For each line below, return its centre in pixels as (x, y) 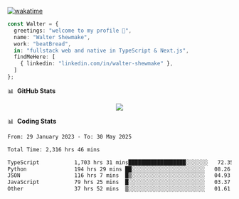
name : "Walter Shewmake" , (52, 37)
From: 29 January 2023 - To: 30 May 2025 (70, 136)
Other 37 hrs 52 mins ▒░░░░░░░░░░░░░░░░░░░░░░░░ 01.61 (119, 189)
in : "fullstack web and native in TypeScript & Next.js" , (102, 50)
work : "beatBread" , (43, 44)
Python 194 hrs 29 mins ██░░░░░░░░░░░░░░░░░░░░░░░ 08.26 (119, 169)
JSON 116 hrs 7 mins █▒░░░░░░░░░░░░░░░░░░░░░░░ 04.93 (119, 176)
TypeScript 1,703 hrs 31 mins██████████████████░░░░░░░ (108, 162)
